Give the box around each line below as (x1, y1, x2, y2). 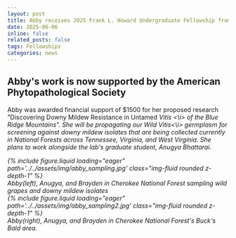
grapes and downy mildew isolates (7, 186, 109, 194)
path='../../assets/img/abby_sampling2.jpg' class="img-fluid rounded (7, 201, 208, 210)
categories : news (7, 50, 58, 57)
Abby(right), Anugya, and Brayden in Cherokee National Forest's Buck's (7, 216, 216, 225)
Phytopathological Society (7, 87, 126, 99)
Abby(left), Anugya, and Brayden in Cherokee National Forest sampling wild (7, 179, 227, 187)
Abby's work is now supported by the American (7, 75, 221, 88)
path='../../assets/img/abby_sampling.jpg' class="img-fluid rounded (7, 163, 204, 173)
